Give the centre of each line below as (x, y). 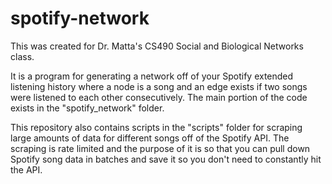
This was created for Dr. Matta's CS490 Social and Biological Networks (157, 46)
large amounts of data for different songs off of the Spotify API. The (150, 138)
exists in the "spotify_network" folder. (87, 108)
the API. (26, 169)
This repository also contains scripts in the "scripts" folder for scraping (156, 127)
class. (22, 56)
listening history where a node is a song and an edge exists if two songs (159, 86)
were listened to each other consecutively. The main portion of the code (159, 97)
